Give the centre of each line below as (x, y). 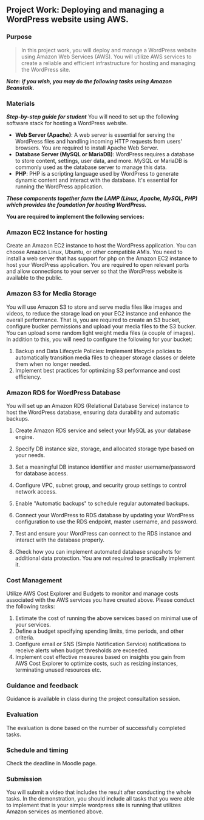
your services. (33, 625)
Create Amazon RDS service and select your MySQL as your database (103, 430)
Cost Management (34, 580)
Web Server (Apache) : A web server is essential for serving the (95, 135)
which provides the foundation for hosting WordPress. (76, 205)
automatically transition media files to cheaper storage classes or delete (105, 357)
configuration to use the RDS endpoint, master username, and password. (106, 522)
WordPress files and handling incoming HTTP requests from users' (99, 141)
